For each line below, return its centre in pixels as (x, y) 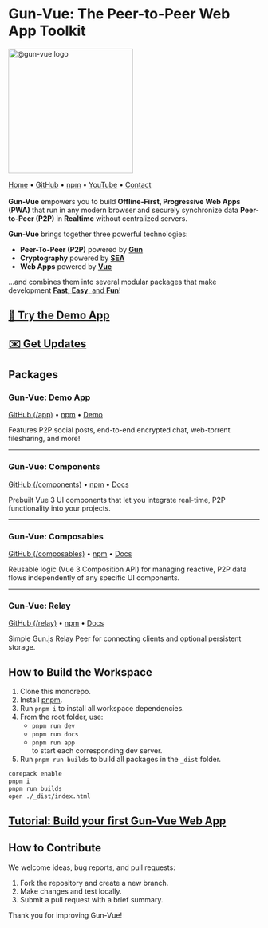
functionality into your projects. (60, 508)
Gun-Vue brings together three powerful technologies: (99, 234)
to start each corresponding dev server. (97, 751)
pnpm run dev (53, 726)
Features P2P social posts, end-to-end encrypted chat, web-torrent (119, 430)
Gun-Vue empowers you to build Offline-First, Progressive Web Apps (124, 201)
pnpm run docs (55, 735)
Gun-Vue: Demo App (49, 397)
